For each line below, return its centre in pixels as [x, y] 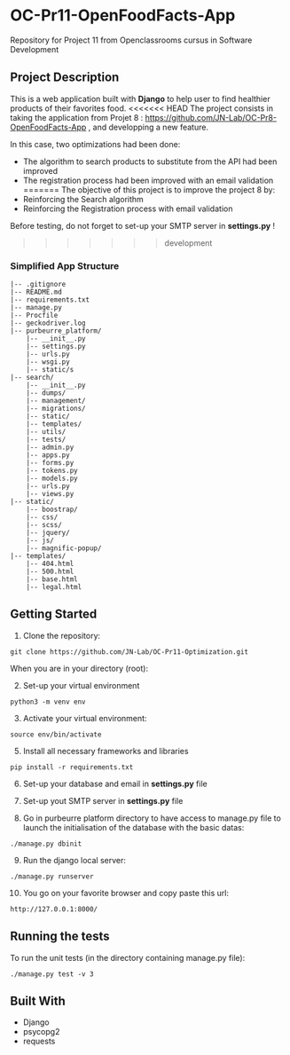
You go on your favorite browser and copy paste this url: [126, 893]
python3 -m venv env [48, 702]
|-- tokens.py [52, 471]
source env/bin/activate [56, 734]
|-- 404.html [50, 564]
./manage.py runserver [52, 876]
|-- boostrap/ [52, 510]
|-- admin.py [50, 448]
